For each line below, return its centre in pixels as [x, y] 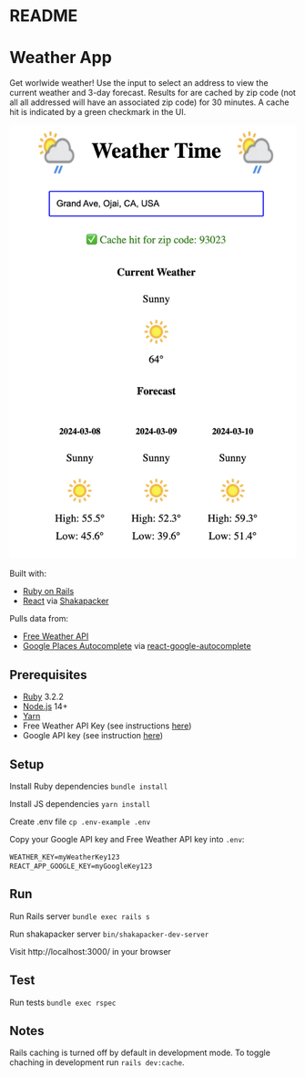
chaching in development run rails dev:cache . [97, 1062]
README [44, 16]
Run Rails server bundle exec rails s [80, 916]
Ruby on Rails [48, 591]
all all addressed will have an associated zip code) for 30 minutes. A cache [149, 102]
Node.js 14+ [45, 706]
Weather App [61, 58]
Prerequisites [48, 675]
